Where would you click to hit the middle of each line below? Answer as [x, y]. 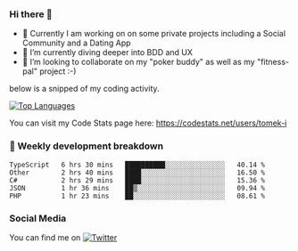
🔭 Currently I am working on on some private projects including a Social [154, 34]
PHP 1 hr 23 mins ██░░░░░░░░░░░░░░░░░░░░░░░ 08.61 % [137, 196]
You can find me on [45, 237]
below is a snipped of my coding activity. [84, 89]
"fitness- [273, 62]
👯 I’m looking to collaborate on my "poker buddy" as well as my [139, 62]
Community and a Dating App [76, 43]
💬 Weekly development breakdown [86, 146]
